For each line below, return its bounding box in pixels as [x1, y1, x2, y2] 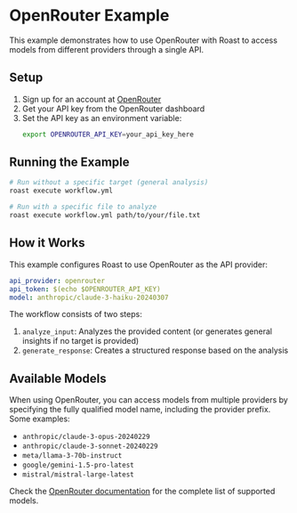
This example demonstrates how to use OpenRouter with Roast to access [9, 35, 278, 45]
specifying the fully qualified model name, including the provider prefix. [9, 404, 271, 415]
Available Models [9, 370, 107, 386]
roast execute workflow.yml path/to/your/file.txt [9, 211, 201, 220]
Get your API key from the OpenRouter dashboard [21, 103, 205, 114]
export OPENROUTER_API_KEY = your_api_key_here [21, 130, 194, 139]
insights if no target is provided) [21, 336, 140, 346]
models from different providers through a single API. [9, 44, 205, 54]
